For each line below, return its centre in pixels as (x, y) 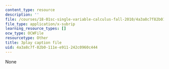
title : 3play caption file (33, 43)
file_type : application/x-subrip (40, 24)
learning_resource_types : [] (36, 29)
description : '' (22, 15)
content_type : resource (30, 10)
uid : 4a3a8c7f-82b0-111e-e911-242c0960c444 (52, 47)
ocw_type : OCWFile (24, 33)
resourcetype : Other (27, 38)
